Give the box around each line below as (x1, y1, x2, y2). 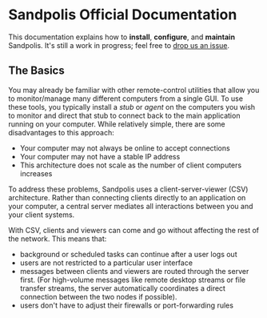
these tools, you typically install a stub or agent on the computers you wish (8, 102, 256, 111)
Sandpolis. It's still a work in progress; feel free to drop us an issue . (8, 40, 230, 50)
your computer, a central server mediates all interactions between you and (8, 201, 253, 211)
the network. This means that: (8, 234, 107, 244)
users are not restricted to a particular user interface (19, 258, 193, 268)
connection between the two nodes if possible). (19, 292, 177, 301)
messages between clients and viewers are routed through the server (19, 266, 249, 276)
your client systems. (8, 210, 75, 219)
